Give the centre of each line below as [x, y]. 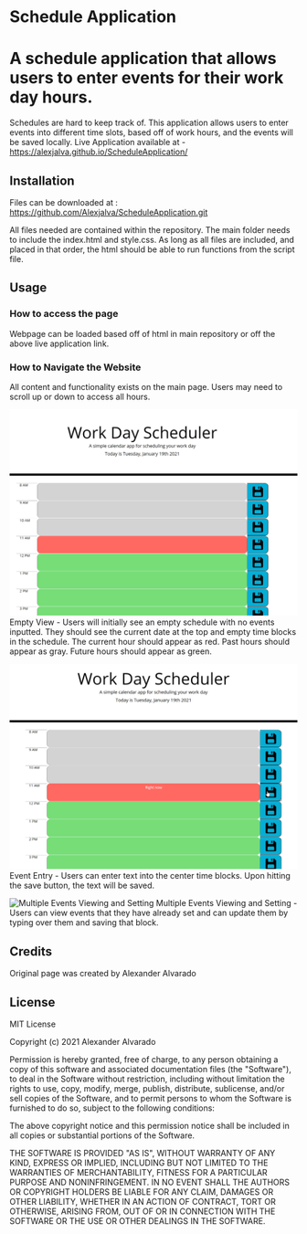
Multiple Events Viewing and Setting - [227, 903]
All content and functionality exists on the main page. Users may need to [146, 386]
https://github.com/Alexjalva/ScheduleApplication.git [109, 212]
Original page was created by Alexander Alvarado [103, 974]
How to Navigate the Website [75, 367]
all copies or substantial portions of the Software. [102, 1135]
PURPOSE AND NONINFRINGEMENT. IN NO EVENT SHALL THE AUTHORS [150, 1182]
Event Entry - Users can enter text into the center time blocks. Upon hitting [150, 876]
